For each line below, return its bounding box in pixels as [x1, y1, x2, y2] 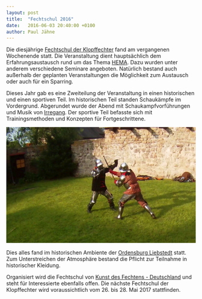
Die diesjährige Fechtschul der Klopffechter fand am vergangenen [6, 46, 170, 54]
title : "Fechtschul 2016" [6, 16, 74, 22]
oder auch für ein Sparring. [6, 78, 73, 85]
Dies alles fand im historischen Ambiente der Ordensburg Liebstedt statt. [6, 249, 186, 256]
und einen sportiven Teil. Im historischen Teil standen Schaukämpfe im [6, 96, 182, 103]
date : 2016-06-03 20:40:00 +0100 [6, 22, 96, 28]
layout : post [6, 10, 39, 16]
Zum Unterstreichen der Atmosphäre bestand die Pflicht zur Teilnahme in [6, 256, 188, 263]
